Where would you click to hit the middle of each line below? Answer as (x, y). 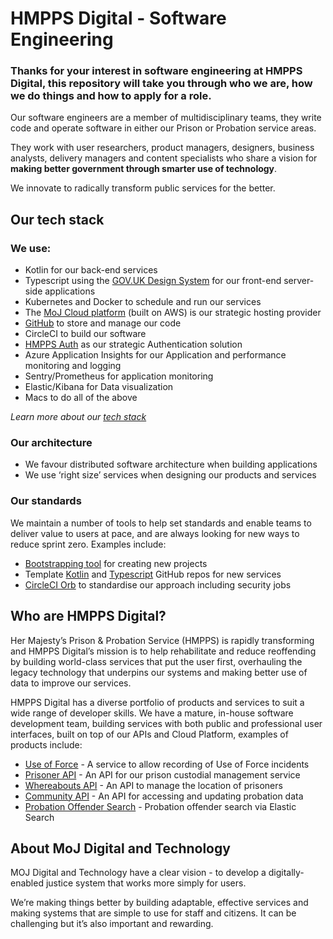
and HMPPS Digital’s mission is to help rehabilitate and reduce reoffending (163, 651)
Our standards (46, 501)
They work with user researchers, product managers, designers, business (162, 148)
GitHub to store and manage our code (103, 323)
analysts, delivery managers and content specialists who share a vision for (164, 158)
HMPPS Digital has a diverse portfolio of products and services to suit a (157, 702)
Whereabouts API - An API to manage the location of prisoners (153, 785)
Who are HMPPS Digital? (88, 616)
